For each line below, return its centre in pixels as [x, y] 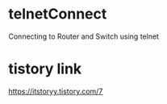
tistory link [45, 69]
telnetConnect [58, 14]
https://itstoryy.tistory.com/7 [56, 91]
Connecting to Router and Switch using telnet [84, 36]
